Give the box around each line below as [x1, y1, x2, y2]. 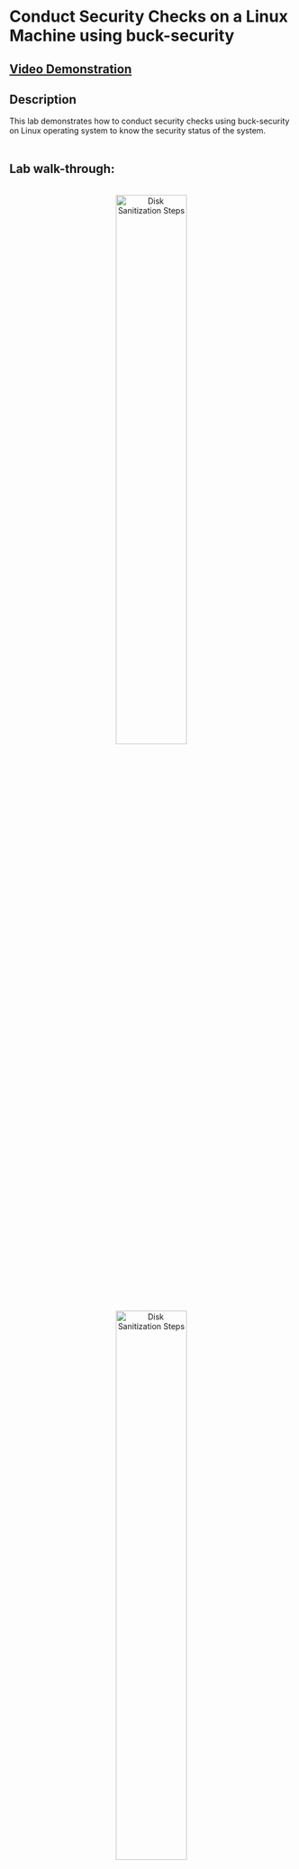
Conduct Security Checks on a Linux [9, 6, 288, 27]
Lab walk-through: [9, 160, 115, 177]
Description [9, 92, 77, 107]
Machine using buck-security [9, 25, 235, 46]
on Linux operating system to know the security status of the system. [9, 125, 267, 136]
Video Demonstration [9, 61, 132, 77]
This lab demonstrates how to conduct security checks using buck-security [9, 115, 290, 127]
